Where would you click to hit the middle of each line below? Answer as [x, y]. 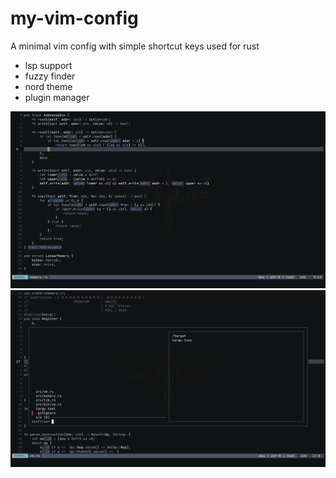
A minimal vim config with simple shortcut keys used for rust [135, 46]
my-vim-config [74, 18]
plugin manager [57, 97]
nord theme [48, 86]
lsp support [48, 65]
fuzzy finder [50, 76]
